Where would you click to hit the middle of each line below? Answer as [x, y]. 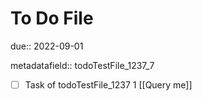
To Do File [52, 18]
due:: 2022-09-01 [47, 46]
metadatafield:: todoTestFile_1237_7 [82, 65]
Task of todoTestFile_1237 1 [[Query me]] [108, 84]
